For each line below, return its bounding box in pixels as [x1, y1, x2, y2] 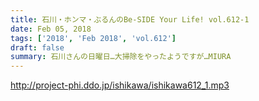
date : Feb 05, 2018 [10, 24, 92, 34]
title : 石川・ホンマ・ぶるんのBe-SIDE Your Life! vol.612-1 [10, 14, 250, 25]
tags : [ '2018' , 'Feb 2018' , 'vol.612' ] [10, 33, 177, 43]
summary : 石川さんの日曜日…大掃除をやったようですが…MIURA [10, 52, 232, 62]
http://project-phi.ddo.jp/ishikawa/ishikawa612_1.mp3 [10, 79, 230, 91]
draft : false [10, 42, 65, 53]
